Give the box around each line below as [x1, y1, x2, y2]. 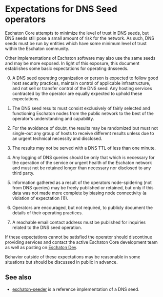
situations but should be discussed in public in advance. [5, 259, 118, 265]
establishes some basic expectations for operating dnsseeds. [5, 65, 129, 71]
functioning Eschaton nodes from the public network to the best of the [12, 110, 154, 116]
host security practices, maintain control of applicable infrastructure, [12, 80, 150, 86]
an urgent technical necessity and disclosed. [12, 136, 102, 141]
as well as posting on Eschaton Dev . [5, 244, 78, 250]
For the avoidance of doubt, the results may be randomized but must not [12, 125, 158, 131]
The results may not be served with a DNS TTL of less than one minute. [12, 145, 156, 151]
